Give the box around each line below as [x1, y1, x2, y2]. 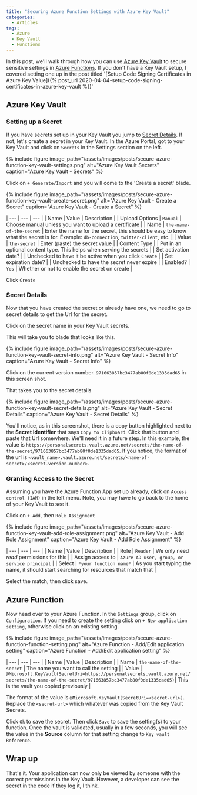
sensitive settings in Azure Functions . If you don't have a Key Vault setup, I [6, 64, 187, 71]
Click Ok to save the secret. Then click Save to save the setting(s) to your [6, 718, 181, 725]
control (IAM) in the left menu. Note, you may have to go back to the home [6, 494, 189, 501]
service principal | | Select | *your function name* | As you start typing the [6, 560, 191, 567]
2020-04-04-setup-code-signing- [79, 76, 163, 83]
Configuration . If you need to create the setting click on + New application [6, 617, 188, 624]
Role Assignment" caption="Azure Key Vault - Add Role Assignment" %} [6, 536, 181, 543]
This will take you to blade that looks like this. [6, 333, 116, 340]
